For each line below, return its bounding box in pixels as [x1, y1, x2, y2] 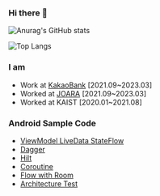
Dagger [19, 144, 46, 154]
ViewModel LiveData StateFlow [19, 135, 124, 145]
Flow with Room [19, 170, 74, 180]
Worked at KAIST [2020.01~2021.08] [19, 97, 143, 107]
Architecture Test [19, 178, 78, 189]
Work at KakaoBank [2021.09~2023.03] [19, 80, 153, 90]
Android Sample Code [8, 117, 97, 129]
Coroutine [19, 161, 54, 171]
